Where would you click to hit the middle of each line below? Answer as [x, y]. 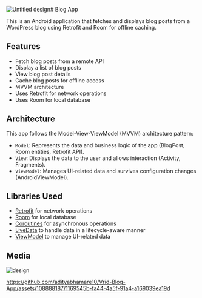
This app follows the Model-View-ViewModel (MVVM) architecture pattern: [100, 133]
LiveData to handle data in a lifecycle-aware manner [80, 230]
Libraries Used [34, 197]
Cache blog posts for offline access [59, 80]
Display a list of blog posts [48, 67]
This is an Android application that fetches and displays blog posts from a [98, 21]
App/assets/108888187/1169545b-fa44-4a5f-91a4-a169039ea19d [89, 288]
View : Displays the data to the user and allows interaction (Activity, [98, 158]
